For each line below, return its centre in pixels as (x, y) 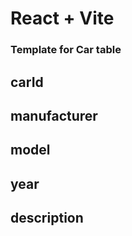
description (47, 218)
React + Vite (62, 18)
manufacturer (54, 115)
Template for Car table (66, 50)
